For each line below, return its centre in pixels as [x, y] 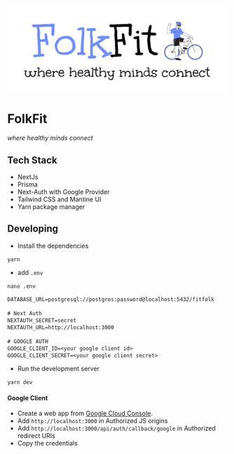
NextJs [28, 177]
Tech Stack [32, 160]
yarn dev [20, 382]
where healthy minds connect [50, 138]
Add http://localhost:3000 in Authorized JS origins [92, 421]
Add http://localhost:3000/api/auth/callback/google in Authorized [116, 428]
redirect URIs [36, 436]
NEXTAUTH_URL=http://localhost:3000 [61, 327]
